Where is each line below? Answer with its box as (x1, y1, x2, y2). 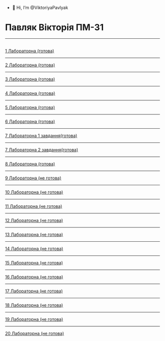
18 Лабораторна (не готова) (5, 302, 63, 308)
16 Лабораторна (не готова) (5, 274, 63, 280)
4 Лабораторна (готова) (5, 90, 55, 96)
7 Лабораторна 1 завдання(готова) (5, 133, 78, 139)
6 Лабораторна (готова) (5, 118, 55, 124)
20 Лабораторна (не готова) (5, 330, 64, 336)
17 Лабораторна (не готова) (5, 288, 63, 294)
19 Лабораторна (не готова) (5, 316, 63, 322)
